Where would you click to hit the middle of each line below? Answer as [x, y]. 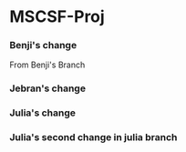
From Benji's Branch [47, 65]
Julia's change [42, 113]
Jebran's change [48, 88]
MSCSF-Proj [57, 17]
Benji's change [43, 46]
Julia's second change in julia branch [93, 137]
